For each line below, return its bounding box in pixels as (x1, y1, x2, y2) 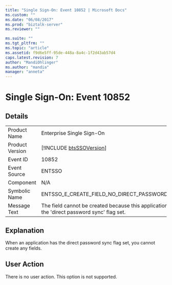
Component (8, 179, 37, 186)
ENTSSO (41, 167, 62, 175)
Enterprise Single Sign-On (41, 129, 105, 137)
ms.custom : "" (5, 12, 36, 17)
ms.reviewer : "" (5, 27, 40, 32)
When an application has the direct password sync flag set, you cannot (5, 239, 155, 245)
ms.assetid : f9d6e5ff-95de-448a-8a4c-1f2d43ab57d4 (5, 50, 116, 55)
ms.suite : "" (5, 36, 33, 41)
